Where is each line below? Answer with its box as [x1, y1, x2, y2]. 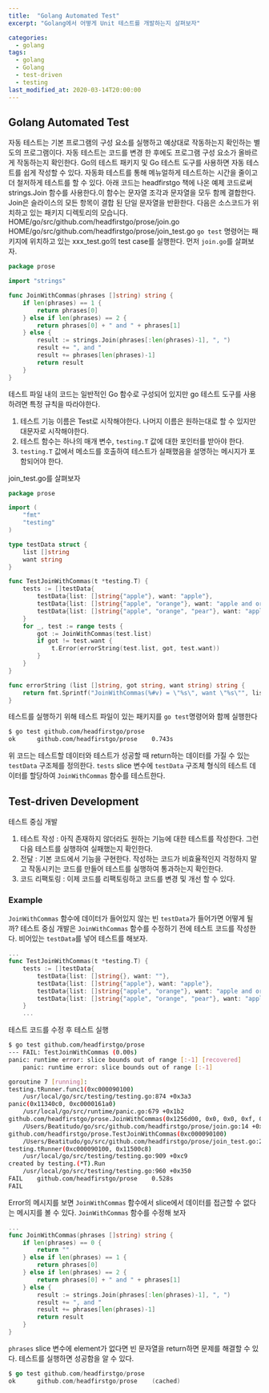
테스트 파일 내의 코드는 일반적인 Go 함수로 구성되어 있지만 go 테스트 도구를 [8, 389, 242, 399]
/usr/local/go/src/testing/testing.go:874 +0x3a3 [22, 1092, 192, 1101]
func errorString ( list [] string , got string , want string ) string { [8, 681, 246, 690]
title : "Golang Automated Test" [8, 11, 120, 20]
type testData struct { [8, 541, 88, 549]
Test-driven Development [8, 795, 139, 808]
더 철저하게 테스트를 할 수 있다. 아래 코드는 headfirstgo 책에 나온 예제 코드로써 [8, 178, 253, 188]
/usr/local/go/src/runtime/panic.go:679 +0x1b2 [22, 1108, 184, 1116]
